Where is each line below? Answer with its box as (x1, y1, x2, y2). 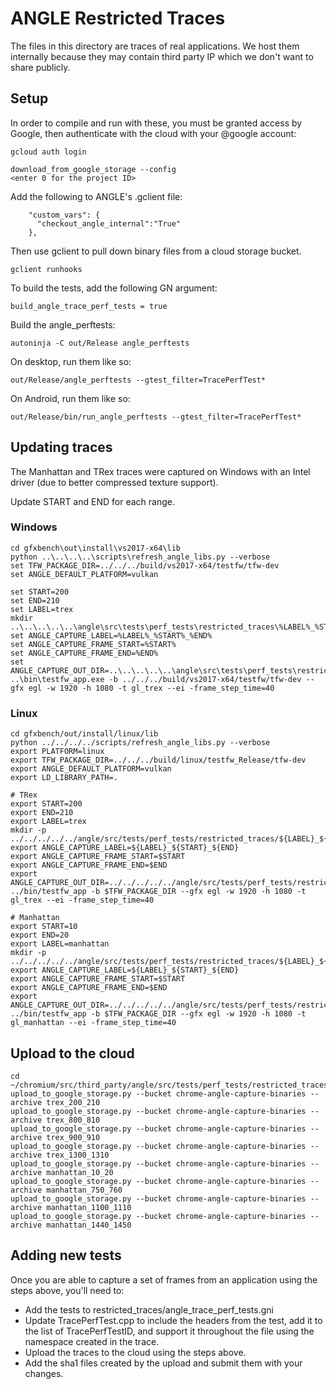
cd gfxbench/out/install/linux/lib (10, 729, 159, 739)
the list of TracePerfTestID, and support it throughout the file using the (24, 1325, 315, 1337)
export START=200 (10, 799, 83, 809)
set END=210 (10, 595, 60, 606)
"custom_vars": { (28, 210, 101, 220)
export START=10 (10, 922, 78, 932)
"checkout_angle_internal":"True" (36, 218, 182, 229)
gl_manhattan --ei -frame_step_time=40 (10, 1018, 177, 1028)
